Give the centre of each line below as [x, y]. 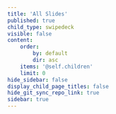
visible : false [30, 34]
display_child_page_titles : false [58, 86]
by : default [51, 54]
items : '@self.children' [57, 67]
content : [20, 40]
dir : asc [46, 60]
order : [30, 47]
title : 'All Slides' [38, 14]
